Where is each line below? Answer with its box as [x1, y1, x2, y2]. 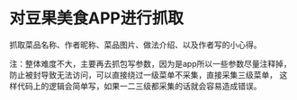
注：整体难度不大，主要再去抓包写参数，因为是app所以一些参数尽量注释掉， [9, 58, 292, 69]
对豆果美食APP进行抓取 [9, 8, 184, 29]
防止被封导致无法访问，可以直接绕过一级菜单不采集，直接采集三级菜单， [9, 69, 277, 80]
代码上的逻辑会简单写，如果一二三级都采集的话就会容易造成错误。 [16, 80, 262, 91]
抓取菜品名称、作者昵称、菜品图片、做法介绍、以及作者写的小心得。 [9, 39, 262, 50]
